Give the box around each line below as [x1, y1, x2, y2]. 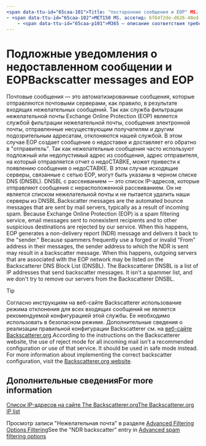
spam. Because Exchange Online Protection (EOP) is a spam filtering [6, 210, 180, 217]
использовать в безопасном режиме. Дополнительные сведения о [6, 319, 183, 326]
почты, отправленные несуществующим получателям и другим [6, 126, 174, 133]
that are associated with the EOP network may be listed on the [6, 255, 164, 263]
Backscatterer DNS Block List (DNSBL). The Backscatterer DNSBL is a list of [6, 262, 199, 270]
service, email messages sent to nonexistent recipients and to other [6, 217, 178, 224]
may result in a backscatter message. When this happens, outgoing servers [6, 249, 197, 257]
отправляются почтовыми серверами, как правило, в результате [6, 99, 178, 107]
